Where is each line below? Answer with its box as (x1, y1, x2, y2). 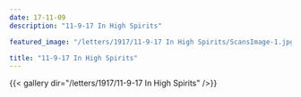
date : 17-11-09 (9, 12, 66, 22)
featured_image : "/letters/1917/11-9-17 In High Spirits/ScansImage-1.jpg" (9, 37, 298, 46)
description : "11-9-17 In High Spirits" (9, 21, 163, 30)
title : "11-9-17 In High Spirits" (9, 53, 139, 62)
